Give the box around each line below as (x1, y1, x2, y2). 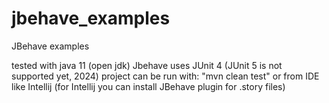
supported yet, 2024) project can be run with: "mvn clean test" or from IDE (11, 70, 320, 82)
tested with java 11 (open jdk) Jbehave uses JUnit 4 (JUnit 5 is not (11, 59, 283, 71)
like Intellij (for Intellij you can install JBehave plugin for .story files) (11, 80, 286, 92)
